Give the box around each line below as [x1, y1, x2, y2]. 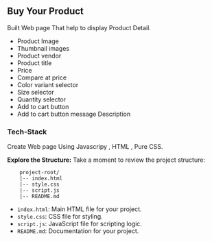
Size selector [16, 88, 55, 96]
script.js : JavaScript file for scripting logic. [16, 219, 143, 228]
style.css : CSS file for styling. [16, 213, 103, 221]
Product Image [16, 37, 60, 45]
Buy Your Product [7, 5, 84, 17]
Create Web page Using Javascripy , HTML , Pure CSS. [7, 143, 163, 151]
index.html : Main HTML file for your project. [16, 205, 142, 213]
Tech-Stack [7, 127, 47, 136]
